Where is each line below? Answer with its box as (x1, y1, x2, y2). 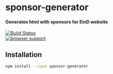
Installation (5, 50, 42, 59)
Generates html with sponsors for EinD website (5, 18, 108, 24)
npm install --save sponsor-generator (5, 64, 88, 69)
